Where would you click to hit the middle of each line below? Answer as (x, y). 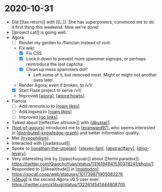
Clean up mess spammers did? (57, 70)
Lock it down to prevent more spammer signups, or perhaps (86, 59)
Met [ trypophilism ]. (31, 138)
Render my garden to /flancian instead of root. (65, 42)
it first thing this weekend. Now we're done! (55, 27)
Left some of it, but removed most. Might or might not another (95, 75)
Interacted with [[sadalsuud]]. (41, 143)
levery (18, 154)
